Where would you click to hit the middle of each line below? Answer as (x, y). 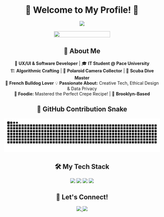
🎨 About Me (82, 51)
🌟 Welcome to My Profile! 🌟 (82, 10)
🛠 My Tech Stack (82, 167)
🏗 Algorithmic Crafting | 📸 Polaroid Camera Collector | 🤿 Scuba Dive (82, 70)
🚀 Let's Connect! (82, 197)
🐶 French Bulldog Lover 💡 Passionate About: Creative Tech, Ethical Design (82, 83)
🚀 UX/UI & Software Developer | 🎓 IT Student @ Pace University (82, 63)
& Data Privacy (82, 89)
